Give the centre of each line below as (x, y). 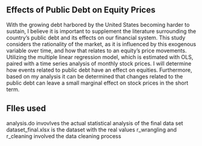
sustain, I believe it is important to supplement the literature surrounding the (101, 31)
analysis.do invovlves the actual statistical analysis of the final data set (95, 123)
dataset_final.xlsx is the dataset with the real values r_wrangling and (92, 130)
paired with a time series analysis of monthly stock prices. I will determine (99, 63)
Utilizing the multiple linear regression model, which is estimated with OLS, (100, 57)
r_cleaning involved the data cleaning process (64, 136)
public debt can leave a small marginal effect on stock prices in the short (97, 83)
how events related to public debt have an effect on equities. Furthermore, (99, 70)
